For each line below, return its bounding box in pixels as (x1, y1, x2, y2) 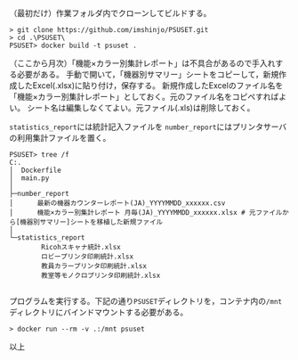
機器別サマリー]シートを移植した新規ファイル (20, 217, 163, 226)
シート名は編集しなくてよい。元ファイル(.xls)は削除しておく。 (26, 102, 255, 113)
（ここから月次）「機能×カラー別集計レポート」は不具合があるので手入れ (9, 58, 276, 69)
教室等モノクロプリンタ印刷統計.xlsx (41, 271, 161, 280)
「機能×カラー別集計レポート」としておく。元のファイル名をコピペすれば (9, 92, 279, 102)
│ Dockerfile (9, 166, 62, 175)
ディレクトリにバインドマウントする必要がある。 (9, 307, 189, 317)
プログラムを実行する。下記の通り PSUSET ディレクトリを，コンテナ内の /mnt (9, 296, 283, 306)
